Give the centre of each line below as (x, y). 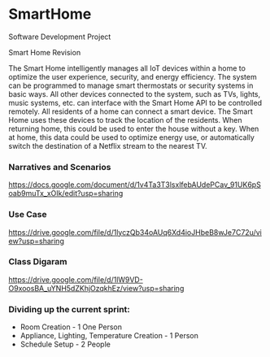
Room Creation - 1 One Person (71, 327)
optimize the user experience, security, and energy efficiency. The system (133, 76)
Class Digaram (38, 262)
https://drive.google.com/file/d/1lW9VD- (76, 279)
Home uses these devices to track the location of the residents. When (125, 120)
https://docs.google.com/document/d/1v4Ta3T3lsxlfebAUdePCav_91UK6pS (135, 185)
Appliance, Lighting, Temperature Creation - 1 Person (109, 336)
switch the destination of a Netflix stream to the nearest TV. (108, 146)
